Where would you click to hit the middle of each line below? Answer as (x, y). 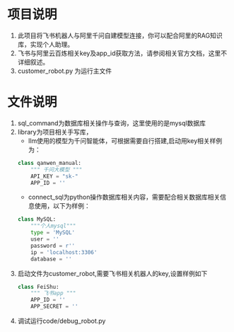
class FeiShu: (38, 287)
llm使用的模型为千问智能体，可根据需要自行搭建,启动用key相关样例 (125, 141)
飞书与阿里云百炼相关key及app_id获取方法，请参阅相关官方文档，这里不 (122, 53)
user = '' (45, 239)
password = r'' (53, 246)
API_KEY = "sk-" (54, 176)
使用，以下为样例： (62, 206)
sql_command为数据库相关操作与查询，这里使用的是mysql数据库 (112, 123)
